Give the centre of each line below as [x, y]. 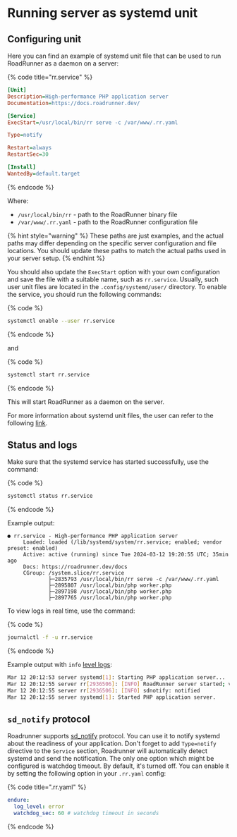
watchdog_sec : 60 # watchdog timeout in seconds [86, 813]
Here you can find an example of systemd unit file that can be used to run [114, 56]
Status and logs [42, 445]
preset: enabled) [33, 549]
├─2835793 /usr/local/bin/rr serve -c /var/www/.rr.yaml [134, 580]
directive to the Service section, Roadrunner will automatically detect [108, 751]
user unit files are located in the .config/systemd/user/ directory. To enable [117, 286]
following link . [28, 423]
